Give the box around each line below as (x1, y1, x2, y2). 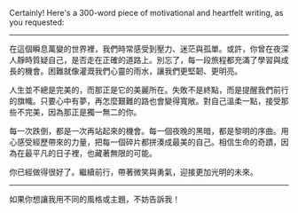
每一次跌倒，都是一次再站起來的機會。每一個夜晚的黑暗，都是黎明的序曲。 (9, 126, 281, 136)
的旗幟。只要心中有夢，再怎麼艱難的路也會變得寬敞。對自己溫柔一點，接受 (9, 96, 281, 106)
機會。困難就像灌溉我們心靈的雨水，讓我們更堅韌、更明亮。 (24, 66, 242, 76)
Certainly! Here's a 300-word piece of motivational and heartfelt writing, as (9, 8, 284, 18)
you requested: (9, 17, 65, 28)
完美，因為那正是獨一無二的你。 (24, 106, 142, 117)
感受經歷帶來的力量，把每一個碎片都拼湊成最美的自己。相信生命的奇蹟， (16, 137, 281, 147)
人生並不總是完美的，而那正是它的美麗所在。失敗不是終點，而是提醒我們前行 (9, 84, 289, 95)
